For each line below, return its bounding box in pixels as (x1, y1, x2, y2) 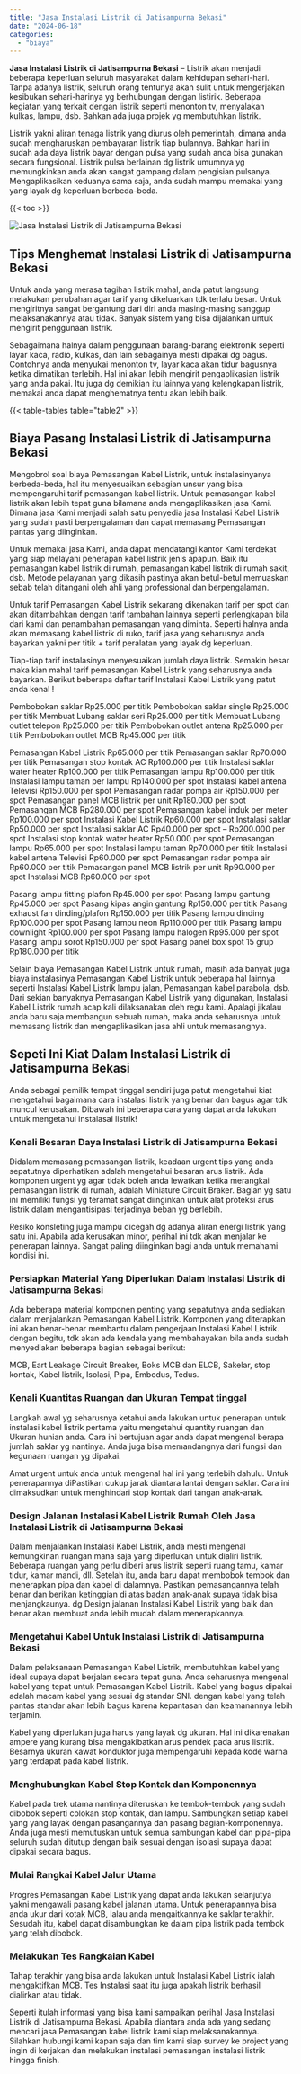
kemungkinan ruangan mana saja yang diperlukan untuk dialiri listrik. (9, 1550, 263, 1561)
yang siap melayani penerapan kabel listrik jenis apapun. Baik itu (9, 553, 249, 564)
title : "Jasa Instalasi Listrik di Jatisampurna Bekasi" (9, 13, 227, 22)
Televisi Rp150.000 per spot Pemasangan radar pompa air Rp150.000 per (9, 785, 279, 796)
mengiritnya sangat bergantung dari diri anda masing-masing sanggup (9, 303, 271, 315)
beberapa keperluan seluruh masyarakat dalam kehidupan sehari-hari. (9, 73, 270, 84)
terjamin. (9, 1710, 42, 1721)
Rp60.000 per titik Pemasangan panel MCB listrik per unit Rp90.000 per (9, 861, 276, 872)
